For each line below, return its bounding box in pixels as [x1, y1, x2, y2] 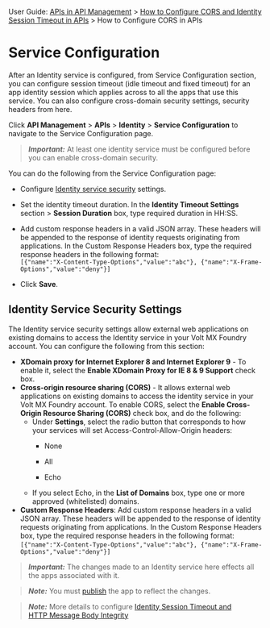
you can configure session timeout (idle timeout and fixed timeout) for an [8, 78, 251, 88]
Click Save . [19, 279, 59, 289]
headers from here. [8, 104, 73, 114]
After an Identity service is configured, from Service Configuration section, [8, 70, 256, 80]
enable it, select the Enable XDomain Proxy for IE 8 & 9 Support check [19, 365, 256, 375]
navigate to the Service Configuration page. [8, 128, 154, 138]
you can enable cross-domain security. [27, 152, 159, 162]
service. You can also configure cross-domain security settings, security [8, 96, 250, 106]
